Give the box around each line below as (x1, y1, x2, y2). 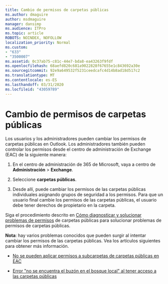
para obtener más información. (5, 243, 69, 249)
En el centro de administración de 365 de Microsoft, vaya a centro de (12, 161, 156, 167)
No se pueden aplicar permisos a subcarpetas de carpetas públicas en (12, 253, 159, 259)
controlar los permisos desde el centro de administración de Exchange (5, 146, 151, 152)
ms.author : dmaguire (5, 12, 49, 17)
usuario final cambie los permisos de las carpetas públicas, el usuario (12, 197, 157, 203)
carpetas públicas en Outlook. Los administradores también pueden (5, 141, 145, 147)
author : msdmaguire (5, 17, 46, 22)
